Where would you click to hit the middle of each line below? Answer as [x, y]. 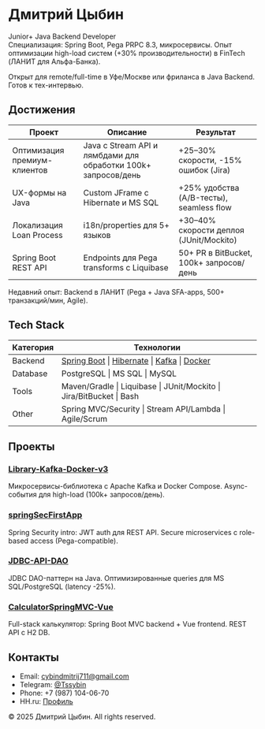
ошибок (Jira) [205, 169]
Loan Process [37, 235]
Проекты [32, 446]
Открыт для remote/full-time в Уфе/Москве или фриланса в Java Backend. [131, 76]
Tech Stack [36, 325]
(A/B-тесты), [203, 197]
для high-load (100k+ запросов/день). [102, 495]
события [22, 495]
